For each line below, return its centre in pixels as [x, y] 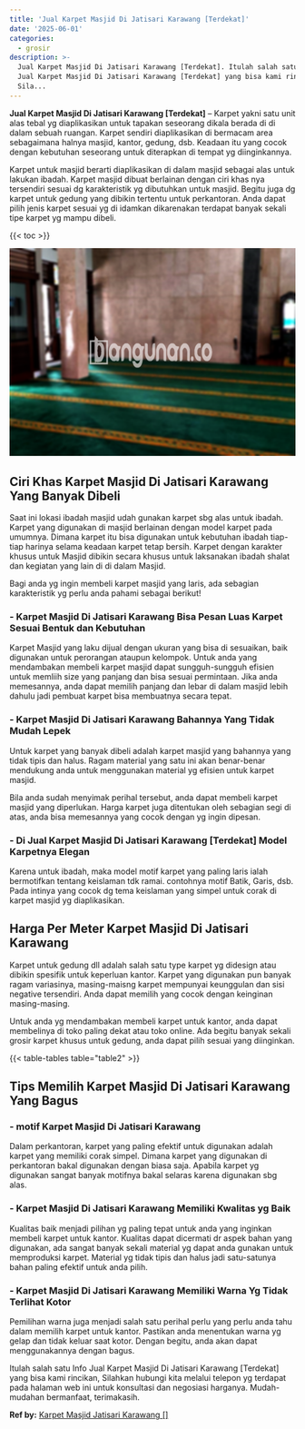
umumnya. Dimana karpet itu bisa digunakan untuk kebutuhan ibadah [139, 537]
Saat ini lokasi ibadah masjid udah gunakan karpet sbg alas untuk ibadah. [147, 518]
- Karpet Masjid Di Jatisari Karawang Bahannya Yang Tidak [142, 719]
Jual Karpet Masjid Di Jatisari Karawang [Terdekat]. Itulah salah [148, 67]
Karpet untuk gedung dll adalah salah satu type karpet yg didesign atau [143, 965]
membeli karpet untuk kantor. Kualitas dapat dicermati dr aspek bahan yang [151, 1238]
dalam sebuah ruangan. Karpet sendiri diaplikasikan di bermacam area [142, 133]
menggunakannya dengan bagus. [72, 1351]
